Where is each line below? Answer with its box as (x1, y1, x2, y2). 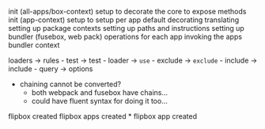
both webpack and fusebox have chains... (31, 88, 168, 97)
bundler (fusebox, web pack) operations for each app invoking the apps (8, 32, 243, 41)
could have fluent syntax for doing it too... (31, 97, 168, 105)
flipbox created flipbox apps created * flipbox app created (8, 112, 198, 121)
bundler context (8, 40, 60, 50)
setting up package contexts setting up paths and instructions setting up (8, 24, 245, 32)
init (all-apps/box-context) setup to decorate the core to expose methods (8, 7, 247, 16)
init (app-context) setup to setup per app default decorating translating (8, 15, 240, 25)
